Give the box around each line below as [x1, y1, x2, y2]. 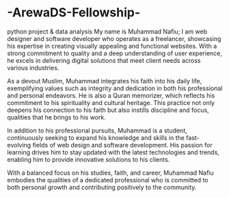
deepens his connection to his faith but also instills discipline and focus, [7, 106, 210, 114]
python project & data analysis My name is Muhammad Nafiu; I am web [7, 27, 207, 36]
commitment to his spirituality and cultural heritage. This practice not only [7, 98, 215, 107]
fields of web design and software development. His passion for [32, 141, 213, 149]
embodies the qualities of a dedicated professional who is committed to [7, 175, 208, 184]
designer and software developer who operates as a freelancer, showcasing [7, 34, 221, 42]
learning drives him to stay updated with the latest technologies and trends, [7, 148, 220, 156]
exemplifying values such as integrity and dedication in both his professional [7, 84, 223, 92]
